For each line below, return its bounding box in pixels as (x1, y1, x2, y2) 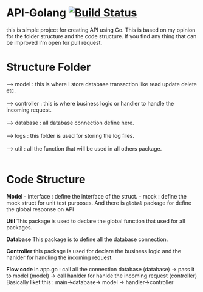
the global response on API (6, 205, 74, 212)
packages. (6, 223, 33, 231)
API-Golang (6, 6, 67, 20)
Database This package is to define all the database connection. (6, 236, 168, 243)
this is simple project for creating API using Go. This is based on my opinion (6, 26, 196, 33)
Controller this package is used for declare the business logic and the (6, 247, 181, 254)
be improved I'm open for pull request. (6, 39, 102, 46)
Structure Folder (6, 61, 91, 74)
